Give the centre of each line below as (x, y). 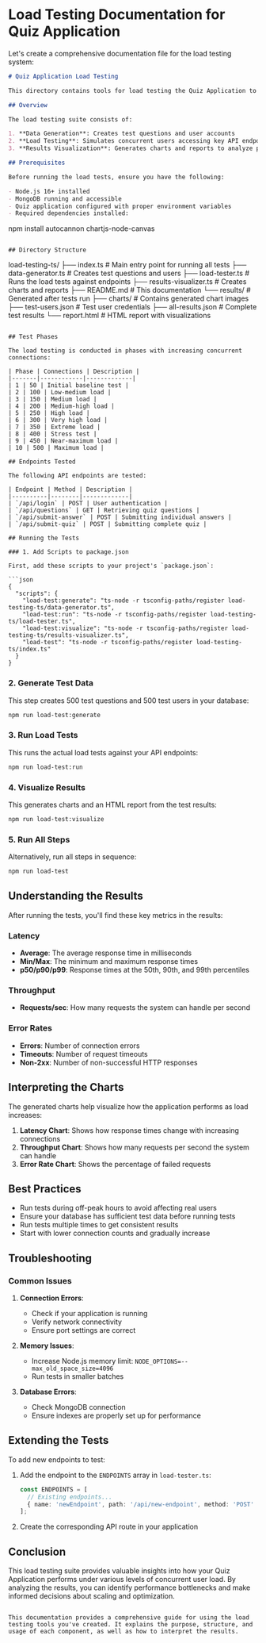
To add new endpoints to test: (57, 1459)
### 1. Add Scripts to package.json (68, 552)
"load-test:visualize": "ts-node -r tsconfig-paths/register (125, 628)
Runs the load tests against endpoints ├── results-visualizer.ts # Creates (127, 282)
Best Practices (45, 1189)
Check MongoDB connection (79, 1407)
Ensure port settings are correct (84, 1330)
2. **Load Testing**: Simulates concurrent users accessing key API (123, 141)
